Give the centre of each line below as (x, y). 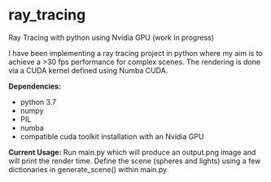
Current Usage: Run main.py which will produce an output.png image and (132, 152)
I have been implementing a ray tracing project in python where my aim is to (135, 53)
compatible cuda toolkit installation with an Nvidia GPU (112, 136)
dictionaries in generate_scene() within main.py (88, 169)
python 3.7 (38, 102)
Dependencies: (35, 86)
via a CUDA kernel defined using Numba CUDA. (88, 70)
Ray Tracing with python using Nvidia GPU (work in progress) (111, 37)
